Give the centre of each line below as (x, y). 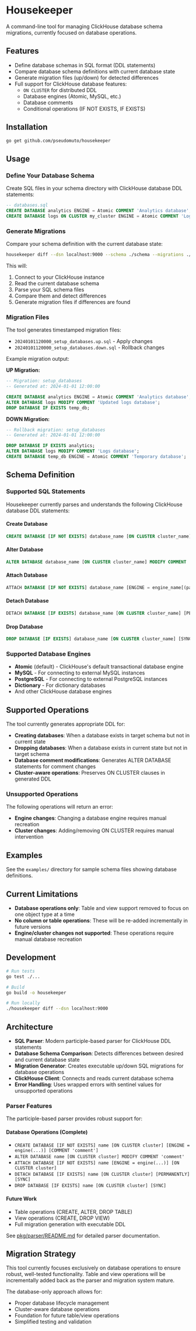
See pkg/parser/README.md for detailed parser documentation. (83, 1236)
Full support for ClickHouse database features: (71, 84)
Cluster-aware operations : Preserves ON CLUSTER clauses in (90, 773)
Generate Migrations (36, 231)
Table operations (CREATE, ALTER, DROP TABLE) (73, 1212)
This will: (17, 266)
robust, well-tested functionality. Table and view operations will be (86, 1274)
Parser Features (29, 1106)
